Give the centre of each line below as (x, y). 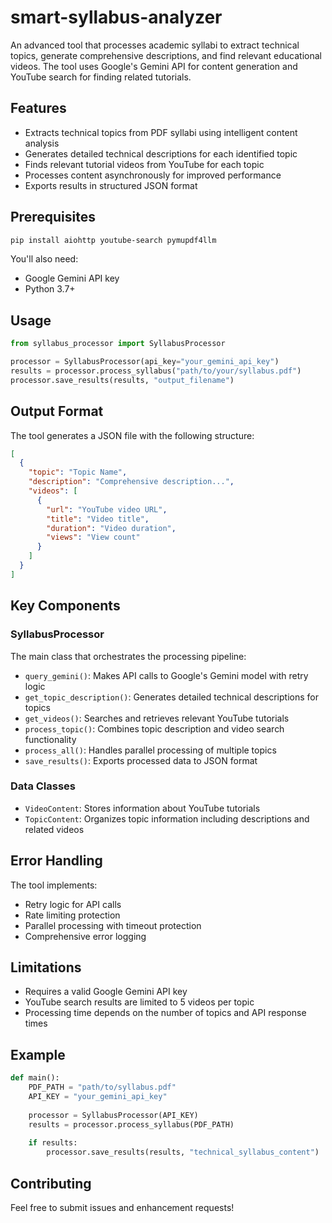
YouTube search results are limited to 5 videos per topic (139, 1002)
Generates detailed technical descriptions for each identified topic (161, 153)
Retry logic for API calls (73, 904)
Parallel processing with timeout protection (113, 925)
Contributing (51, 1183)
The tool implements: (54, 885)
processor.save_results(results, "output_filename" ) (122, 380)
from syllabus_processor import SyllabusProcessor (118, 344)
